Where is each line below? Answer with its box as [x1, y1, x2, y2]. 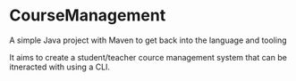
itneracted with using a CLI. [9, 61, 110, 72]
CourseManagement [9, 5, 166, 26]
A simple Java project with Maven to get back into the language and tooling [9, 35, 288, 45]
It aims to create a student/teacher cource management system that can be [9, 52, 288, 62]
